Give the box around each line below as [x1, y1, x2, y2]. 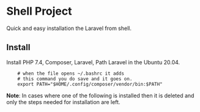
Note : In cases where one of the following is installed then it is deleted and [6, 92, 194, 99]
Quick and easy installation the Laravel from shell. [6, 24, 131, 32]
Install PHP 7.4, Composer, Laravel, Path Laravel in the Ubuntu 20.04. [6, 58, 180, 65]
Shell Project [6, 4, 72, 18]
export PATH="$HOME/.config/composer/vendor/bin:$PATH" [17, 81, 163, 87]
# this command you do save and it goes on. [17, 75, 133, 82]
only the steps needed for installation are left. [6, 98, 120, 105]
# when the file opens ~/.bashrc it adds [17, 70, 124, 77]
